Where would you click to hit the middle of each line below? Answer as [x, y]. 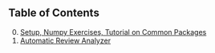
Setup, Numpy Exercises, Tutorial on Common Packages [113, 32]
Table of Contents [54, 13]
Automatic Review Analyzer [65, 40]
